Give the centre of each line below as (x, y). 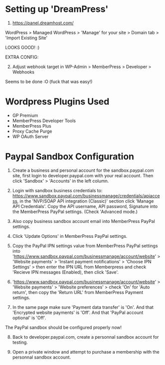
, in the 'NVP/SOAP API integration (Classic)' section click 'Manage (85, 201)
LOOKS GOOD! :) (22, 47)
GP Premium (25, 115)
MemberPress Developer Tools (44, 121)
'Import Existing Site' (26, 38)
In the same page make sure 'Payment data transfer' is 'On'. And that (83, 307)
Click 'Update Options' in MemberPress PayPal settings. (70, 236)
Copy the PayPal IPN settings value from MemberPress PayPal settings (85, 246)
